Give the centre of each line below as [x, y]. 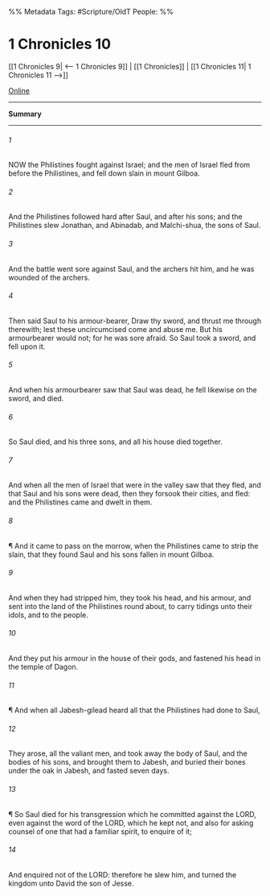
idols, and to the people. [48, 615]
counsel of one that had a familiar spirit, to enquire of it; [100, 831]
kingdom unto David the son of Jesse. [71, 883]
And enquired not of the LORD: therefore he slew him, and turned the [123, 874]
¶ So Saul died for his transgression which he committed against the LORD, [133, 814]
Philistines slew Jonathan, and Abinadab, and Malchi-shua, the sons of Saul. [135, 226]
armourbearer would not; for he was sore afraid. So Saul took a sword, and [132, 338]
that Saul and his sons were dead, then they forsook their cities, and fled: [129, 494]
